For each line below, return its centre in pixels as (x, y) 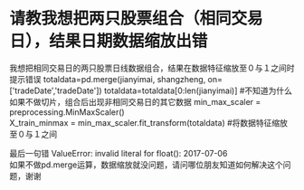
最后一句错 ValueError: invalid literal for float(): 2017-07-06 (119, 153)
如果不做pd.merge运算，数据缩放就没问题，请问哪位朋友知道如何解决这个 (146, 165)
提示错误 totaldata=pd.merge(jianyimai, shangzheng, (108, 79)
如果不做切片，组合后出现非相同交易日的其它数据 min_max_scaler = (135, 101)
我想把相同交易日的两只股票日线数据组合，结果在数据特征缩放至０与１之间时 (152, 68)
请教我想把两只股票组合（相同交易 (137, 19)
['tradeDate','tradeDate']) (56, 90)
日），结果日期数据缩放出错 (109, 41)
